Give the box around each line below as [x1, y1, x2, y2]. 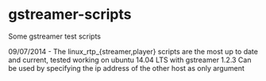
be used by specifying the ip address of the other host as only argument [8, 63, 245, 72]
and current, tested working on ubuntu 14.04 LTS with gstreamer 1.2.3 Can [8, 55, 252, 64]
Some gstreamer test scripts [8, 31, 102, 41]
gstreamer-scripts [8, 6, 132, 24]
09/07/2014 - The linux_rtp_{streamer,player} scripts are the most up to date [8, 46, 258, 56]
